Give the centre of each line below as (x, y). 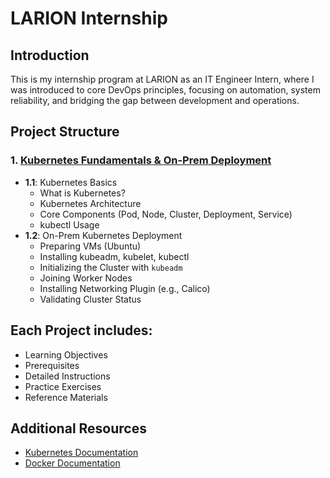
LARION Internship (89, 18)
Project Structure (65, 132)
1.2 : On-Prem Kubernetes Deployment (103, 235)
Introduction (50, 55)
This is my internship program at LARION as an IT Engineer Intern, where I (162, 79)
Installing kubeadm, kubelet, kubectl (114, 256)
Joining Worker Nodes (86, 278)
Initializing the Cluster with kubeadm (111, 267)
